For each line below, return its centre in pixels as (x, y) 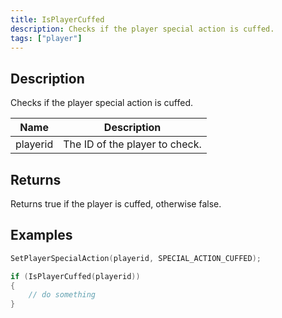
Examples (41, 235)
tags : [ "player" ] (46, 38)
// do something (62, 295)
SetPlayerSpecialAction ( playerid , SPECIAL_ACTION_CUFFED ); (136, 258)
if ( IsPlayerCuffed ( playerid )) (75, 276)
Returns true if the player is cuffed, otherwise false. (116, 204)
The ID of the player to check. (132, 144)
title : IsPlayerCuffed (57, 19)
